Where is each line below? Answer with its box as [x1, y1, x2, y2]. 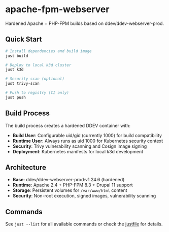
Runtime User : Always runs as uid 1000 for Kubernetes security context [12, 138, 163, 144]
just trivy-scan [5, 81, 40, 86]
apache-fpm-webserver [5, 4, 110, 15]
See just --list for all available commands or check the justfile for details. [5, 221, 163, 227]
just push [5, 95, 26, 100]
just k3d [5, 67, 24, 72]
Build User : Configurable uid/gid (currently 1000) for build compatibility [12, 132, 162, 138]
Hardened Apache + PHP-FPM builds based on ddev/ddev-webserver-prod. [5, 20, 164, 26]
